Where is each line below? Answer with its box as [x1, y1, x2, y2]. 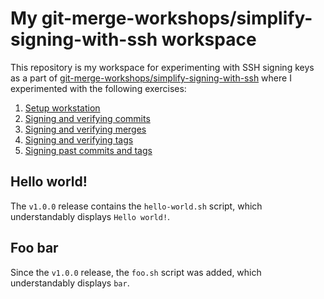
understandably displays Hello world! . [10, 210, 171, 222]
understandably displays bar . [10, 277, 130, 289]
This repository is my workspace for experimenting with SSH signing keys [10, 61, 315, 73]
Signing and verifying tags [24, 133, 134, 146]
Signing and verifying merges [24, 123, 147, 135]
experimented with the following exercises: [10, 82, 187, 94]
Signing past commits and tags [24, 144, 153, 156]
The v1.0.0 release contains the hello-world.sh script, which [10, 200, 263, 212]
